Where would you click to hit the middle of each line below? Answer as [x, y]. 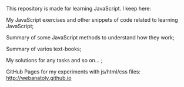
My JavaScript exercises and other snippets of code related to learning [92, 20]
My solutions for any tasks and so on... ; [54, 60]
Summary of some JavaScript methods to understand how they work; [90, 37]
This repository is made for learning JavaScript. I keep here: [79, 9]
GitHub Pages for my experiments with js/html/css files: [73, 72]
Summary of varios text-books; [44, 49]
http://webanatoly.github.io [39, 78]
